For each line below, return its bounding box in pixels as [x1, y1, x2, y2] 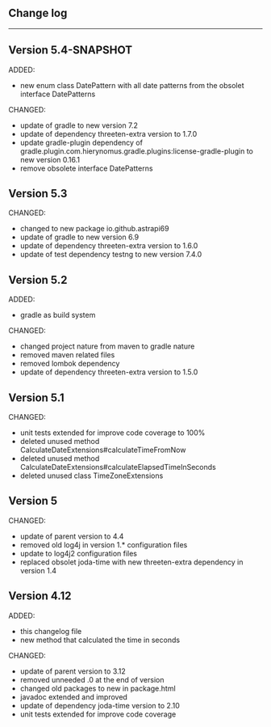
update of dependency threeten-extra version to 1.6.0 [19, 241, 198, 251]
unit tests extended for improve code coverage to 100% [19, 428, 206, 437]
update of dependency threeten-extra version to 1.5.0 [19, 367, 198, 377]
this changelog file [19, 626, 82, 636]
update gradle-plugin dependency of [19, 137, 144, 147]
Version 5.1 [8, 391, 65, 404]
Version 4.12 [8, 590, 72, 603]
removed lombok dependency [19, 359, 120, 369]
